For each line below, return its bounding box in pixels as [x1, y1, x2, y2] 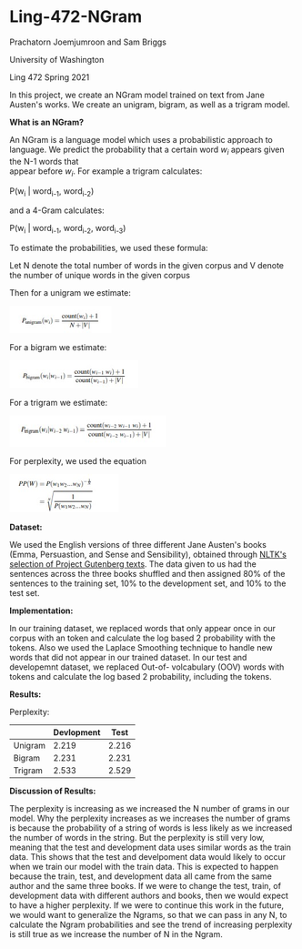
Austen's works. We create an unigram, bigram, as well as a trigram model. [9, 98, 291, 110]
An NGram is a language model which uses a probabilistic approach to [9, 134, 273, 145]
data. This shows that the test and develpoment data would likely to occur [9, 851, 287, 862]
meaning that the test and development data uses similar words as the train [9, 842, 292, 853]
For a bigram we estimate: [9, 342, 107, 353]
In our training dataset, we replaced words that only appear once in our [9, 623, 276, 634]
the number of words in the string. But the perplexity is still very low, [9, 832, 266, 843]
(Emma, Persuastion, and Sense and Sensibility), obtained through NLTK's [9, 549, 287, 560]
